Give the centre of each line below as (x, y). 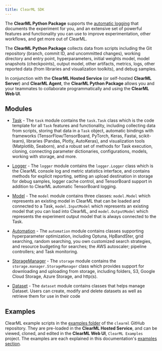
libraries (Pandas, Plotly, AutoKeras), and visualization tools (86, 141)
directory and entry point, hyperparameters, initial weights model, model (77, 58)
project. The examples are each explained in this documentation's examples (81, 339)
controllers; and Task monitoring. (45, 252)
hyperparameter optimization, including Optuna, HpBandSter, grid (78, 236)
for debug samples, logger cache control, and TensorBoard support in (82, 181)
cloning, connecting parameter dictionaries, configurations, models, (80, 151)
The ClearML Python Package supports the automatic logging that (72, 23)
